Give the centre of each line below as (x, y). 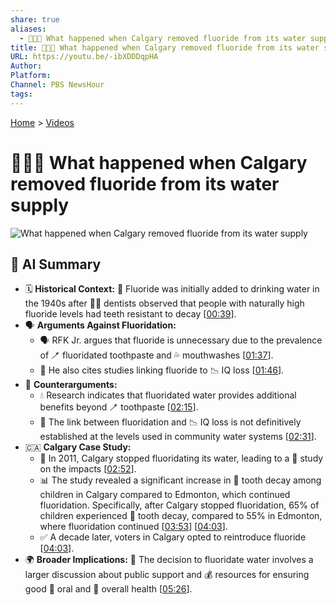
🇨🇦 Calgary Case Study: (78, 447)
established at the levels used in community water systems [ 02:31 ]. (178, 437)
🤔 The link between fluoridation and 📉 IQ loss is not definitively (170, 422)
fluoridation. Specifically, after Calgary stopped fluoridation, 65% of (179, 505)
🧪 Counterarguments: (71, 385)
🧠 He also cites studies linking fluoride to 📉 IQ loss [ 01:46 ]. (162, 370)
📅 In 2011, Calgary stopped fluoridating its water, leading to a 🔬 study (181, 458)
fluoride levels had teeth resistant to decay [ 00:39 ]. (130, 314)
